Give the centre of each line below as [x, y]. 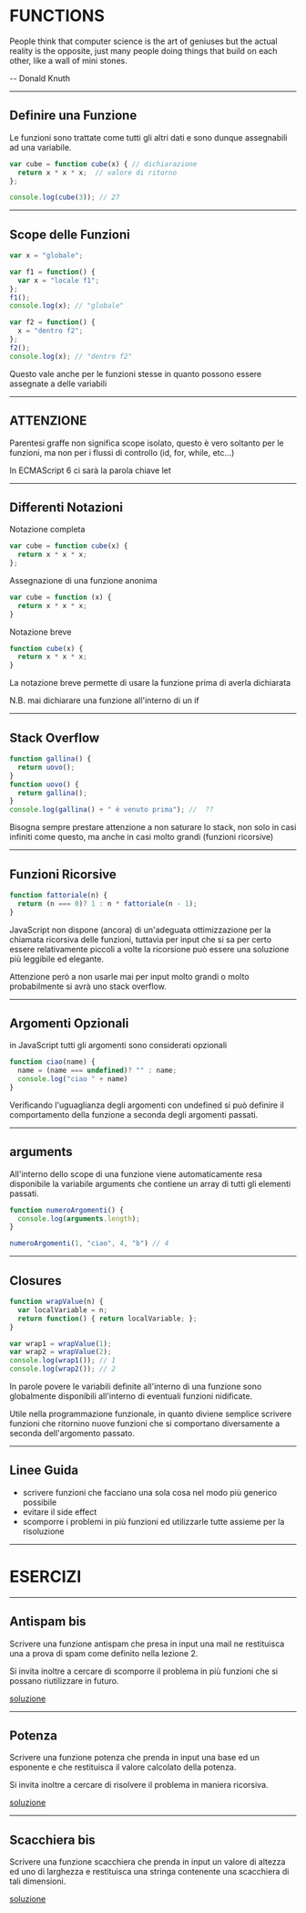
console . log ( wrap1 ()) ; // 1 [63, 1361]
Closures [36, 1281]
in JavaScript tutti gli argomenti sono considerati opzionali [118, 1046]
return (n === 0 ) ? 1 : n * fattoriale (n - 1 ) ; [107, 904]
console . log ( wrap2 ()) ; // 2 [63, 1369]
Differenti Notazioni [66, 507]
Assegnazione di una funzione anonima [83, 580]
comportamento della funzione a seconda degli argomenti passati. [134, 1114]
